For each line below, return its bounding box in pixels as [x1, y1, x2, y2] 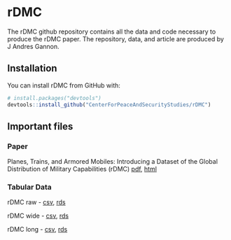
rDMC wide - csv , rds [7, 211, 69, 220]
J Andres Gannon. [7, 42, 59, 50]
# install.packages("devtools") [7, 94, 101, 101]
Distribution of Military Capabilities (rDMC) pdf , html [7, 165, 157, 174]
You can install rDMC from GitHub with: [7, 81, 121, 90]
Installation [7, 62, 57, 74]
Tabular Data [7, 183, 52, 192]
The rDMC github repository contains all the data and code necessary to [7, 27, 216, 36]
